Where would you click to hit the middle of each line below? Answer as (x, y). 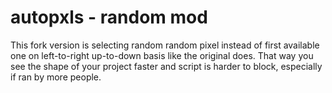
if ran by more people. (56, 77)
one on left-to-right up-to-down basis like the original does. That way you (162, 55)
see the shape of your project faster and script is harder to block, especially (166, 66)
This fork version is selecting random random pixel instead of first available (165, 45)
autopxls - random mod (109, 17)
